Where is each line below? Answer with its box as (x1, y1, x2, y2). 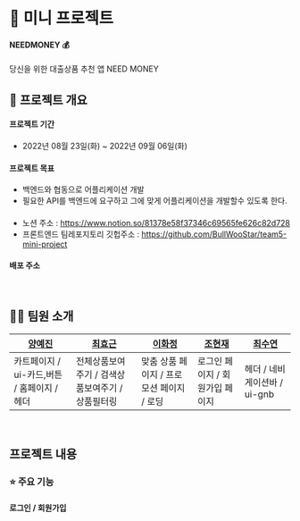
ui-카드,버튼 (13, 368, 62, 381)
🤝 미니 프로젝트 (9, 8, 114, 29)
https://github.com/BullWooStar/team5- (141, 229, 287, 239)
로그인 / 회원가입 (9, 502, 67, 513)
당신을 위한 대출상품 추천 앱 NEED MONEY (9, 63, 159, 74)
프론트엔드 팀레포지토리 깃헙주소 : (21, 229, 140, 239)
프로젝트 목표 (9, 163, 55, 173)
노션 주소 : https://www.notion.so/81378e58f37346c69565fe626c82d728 (21, 217, 291, 228)
